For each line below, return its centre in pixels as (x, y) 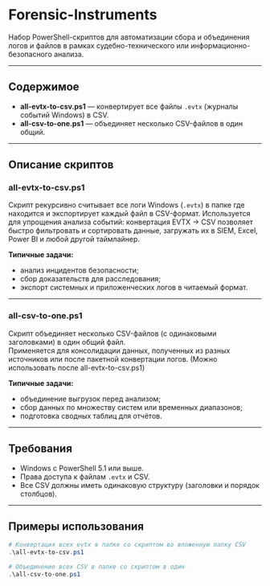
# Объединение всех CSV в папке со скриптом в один (96, 567)
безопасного (30, 54)
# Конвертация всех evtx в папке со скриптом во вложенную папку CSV (127, 545)
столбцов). (39, 494)
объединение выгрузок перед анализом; (90, 399)
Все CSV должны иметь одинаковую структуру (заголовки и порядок (139, 485)
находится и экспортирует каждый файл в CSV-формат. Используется (129, 214)
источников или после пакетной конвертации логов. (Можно (113, 359)
